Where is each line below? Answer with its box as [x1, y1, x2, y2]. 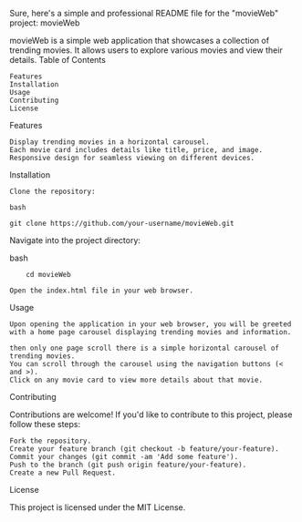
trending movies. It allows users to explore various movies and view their [9, 45, 283, 56]
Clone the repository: [9, 187, 96, 196]
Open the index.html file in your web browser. [9, 286, 194, 295]
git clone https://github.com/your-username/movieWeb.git [9, 219, 234, 228]
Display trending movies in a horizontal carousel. [9, 138, 210, 147]
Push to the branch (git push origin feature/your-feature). [9, 460, 247, 469]
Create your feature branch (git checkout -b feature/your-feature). [9, 445, 280, 454]
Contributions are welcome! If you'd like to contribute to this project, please [9, 409, 293, 420]
